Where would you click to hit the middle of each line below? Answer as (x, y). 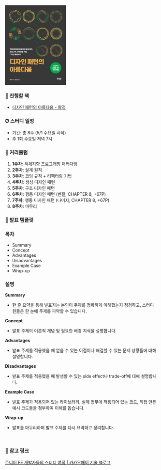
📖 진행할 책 (17, 96)
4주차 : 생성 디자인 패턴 (34, 182)
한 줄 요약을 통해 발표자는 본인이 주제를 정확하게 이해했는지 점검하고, (76, 305)
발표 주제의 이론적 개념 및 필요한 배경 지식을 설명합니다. (64, 331)
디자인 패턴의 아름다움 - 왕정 (39, 107)
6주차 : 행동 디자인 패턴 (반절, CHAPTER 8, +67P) (59, 194)
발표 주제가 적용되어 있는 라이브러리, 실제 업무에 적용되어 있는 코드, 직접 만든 (84, 402)
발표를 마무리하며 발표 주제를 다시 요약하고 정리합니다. (63, 428)
